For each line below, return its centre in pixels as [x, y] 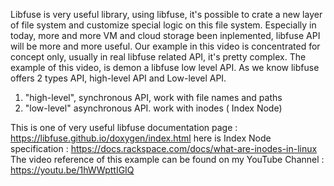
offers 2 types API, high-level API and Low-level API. [118, 78]
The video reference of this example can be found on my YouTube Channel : [167, 159]
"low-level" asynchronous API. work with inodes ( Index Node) [153, 108]
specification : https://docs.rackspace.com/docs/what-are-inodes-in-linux [164, 148]
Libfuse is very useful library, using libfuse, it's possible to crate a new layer [166, 14]
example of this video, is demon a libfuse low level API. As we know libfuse [165, 67]
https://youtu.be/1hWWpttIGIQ [72, 170]
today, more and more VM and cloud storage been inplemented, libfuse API [165, 35]
